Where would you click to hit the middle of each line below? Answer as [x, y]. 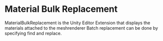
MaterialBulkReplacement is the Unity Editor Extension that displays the [78, 23]
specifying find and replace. [33, 33]
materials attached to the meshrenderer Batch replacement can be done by [81, 28]
